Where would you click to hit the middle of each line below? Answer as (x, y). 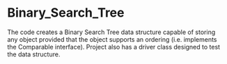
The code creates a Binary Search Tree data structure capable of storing (111, 32)
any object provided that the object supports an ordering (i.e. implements (112, 39)
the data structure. (34, 54)
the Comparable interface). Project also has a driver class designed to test (114, 47)
